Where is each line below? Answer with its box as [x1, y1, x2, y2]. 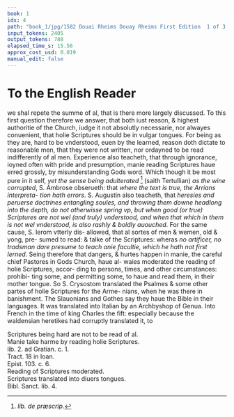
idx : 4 [7, 17, 26, 24]
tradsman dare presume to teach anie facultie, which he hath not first [7, 243, 208, 251]
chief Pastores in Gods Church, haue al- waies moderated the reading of [7, 258, 216, 266]
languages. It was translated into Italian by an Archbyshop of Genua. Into [7, 302, 216, 310]
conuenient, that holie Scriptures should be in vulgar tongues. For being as [7, 130, 221, 139]
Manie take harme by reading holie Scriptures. [7, 338, 140, 346]
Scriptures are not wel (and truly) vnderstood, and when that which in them [7, 213, 224, 221]
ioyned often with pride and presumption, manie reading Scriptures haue [7, 160, 216, 168]
